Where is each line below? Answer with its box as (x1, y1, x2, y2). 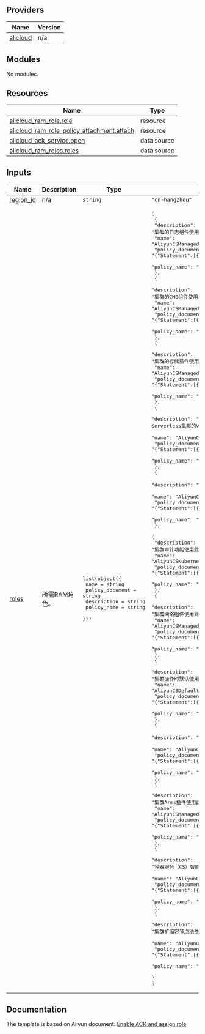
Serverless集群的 (151, 423, 196, 430)
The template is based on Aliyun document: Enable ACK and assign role (6, 1021, 187, 1028)
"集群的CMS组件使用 (151, 294, 198, 300)
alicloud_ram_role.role (9, 116, 73, 125)
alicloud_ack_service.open (9, 136, 85, 145)
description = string (85, 598, 146, 605)
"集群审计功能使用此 (151, 546, 200, 553)
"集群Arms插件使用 (151, 799, 196, 806)
